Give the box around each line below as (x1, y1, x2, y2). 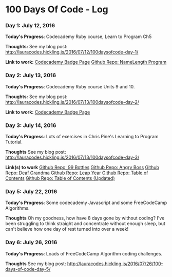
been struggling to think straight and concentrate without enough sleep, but (5, 220, 166, 227)
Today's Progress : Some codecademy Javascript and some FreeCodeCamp (5, 199, 167, 206)
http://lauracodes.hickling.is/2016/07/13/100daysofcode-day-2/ (5, 99, 140, 105)
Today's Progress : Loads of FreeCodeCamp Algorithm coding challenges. (5, 250, 163, 256)
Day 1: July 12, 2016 (5, 22, 55, 29)
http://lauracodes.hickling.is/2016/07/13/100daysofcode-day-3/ (5, 154, 140, 160)
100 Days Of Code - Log (5, 4, 109, 15)
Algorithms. (5, 205, 30, 211)
